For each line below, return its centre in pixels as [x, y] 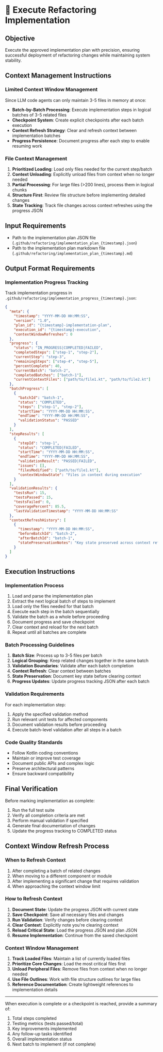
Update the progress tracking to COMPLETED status [65, 831]
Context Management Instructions [58, 76]
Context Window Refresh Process [57, 846]
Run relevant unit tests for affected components [60, 719]
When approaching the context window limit [56, 886]
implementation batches [36, 136]
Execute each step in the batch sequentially [56, 612]
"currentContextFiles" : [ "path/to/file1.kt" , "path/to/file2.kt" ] [82, 380]
